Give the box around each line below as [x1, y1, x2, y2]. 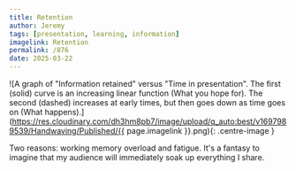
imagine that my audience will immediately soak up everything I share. [9, 152, 265, 162]
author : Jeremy [9, 21, 65, 30]
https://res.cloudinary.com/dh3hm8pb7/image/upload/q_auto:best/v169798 [11, 116, 287, 127]
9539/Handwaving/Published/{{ [9, 126, 125, 136]
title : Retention [9, 12, 73, 22]
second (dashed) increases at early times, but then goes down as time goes [9, 97, 285, 107]
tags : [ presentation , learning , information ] [9, 29, 179, 38]
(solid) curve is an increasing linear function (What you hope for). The [9, 88, 263, 98]
